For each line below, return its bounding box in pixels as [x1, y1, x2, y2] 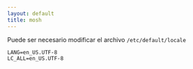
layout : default [7, 10, 54, 17]
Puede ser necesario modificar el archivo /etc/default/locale [7, 35, 187, 43]
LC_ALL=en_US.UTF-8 [7, 55, 64, 62]
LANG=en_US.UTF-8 [7, 49, 58, 56]
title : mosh [7, 17, 42, 23]
